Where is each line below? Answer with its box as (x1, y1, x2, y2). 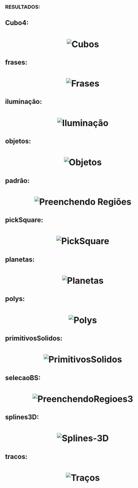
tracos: (5, 452, 28, 461)
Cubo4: (5, 19, 29, 27)
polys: (5, 295, 25, 303)
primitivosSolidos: (5, 334, 63, 342)
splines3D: (5, 413, 39, 421)
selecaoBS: (5, 373, 41, 382)
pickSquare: (5, 216, 43, 224)
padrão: (5, 177, 30, 185)
